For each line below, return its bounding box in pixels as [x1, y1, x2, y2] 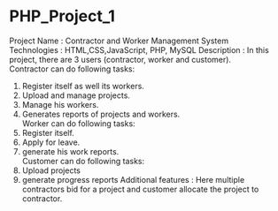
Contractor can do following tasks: [9, 64, 135, 74]
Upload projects [21, 165, 81, 176]
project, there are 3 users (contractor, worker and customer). [9, 54, 232, 64]
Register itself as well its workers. [21, 80, 144, 91]
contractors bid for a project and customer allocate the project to [21, 184, 259, 194]
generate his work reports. [21, 146, 120, 156]
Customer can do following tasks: [21, 155, 145, 166]
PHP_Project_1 [9, 6, 115, 26]
